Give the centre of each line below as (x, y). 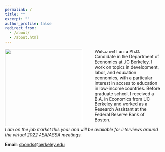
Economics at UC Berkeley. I (124, 62)
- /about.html (24, 38)
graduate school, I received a (124, 93)
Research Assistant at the (121, 109)
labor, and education (116, 72)
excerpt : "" (17, 19)
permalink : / (19, 10)
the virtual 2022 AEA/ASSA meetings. (43, 135)
